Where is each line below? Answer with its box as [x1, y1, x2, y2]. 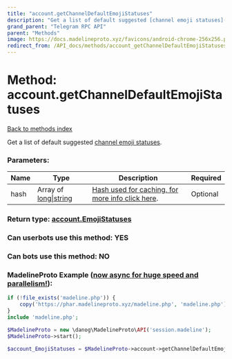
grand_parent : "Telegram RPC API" [7, 23, 107, 30]
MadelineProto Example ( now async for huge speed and [7, 270, 199, 279]
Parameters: [7, 155, 50, 165]
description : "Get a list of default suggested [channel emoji [7, 17, 193, 24]
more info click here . [92, 193, 159, 203]
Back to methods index [7, 124, 72, 132]
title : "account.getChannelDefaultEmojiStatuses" [7, 10, 153, 17]
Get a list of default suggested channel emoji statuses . [7, 138, 162, 146]
